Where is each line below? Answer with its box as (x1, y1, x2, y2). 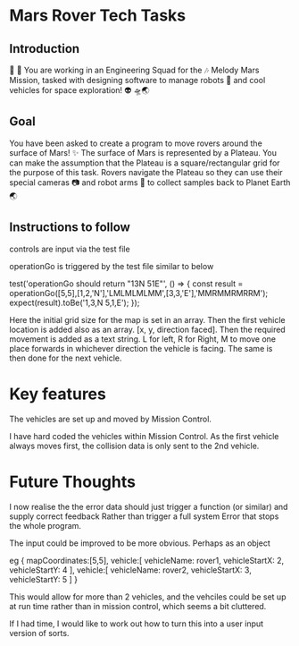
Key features (9, 384, 107, 404)
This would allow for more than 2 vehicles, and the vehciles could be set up (9, 591, 287, 602)
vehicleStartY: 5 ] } (9, 574, 79, 584)
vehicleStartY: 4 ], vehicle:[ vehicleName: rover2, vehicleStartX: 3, (9, 565, 252, 575)
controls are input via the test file (9, 243, 131, 254)
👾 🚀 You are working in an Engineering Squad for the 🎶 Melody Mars (9, 64, 260, 75)
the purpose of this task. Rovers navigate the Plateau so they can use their (9, 166, 283, 177)
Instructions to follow (9, 220, 131, 235)
